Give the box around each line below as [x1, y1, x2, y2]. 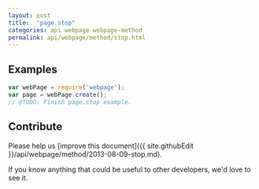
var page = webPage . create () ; [8, 91, 108, 98]
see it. [8, 172, 28, 182]
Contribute [8, 120, 63, 134]
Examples [8, 62, 57, 76]
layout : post [8, 11, 51, 20]
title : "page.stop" [8, 19, 76, 27]
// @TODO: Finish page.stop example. [8, 98, 132, 106]
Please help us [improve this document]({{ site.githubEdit [8, 141, 194, 150]
